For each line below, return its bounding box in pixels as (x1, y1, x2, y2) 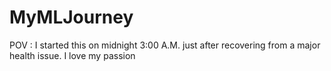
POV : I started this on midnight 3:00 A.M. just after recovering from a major (9, 39, 321, 51)
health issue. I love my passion (9, 49, 136, 61)
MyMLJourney (9, 6, 134, 29)
